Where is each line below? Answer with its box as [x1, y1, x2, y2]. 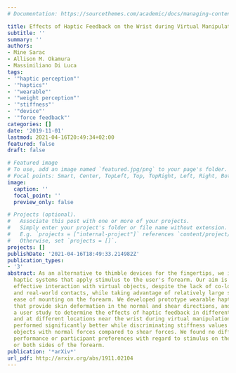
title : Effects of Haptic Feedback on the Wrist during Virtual [7, 22, 199, 30]
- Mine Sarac [7, 49, 46, 56]
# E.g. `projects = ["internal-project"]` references [7, 231, 174, 238]
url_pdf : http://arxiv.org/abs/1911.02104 [7, 355, 133, 362]
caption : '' [13, 185, 49, 193]
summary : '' [7, 36, 42, 43]
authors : [7, 43, 33, 50]
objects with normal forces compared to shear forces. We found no [13, 329, 216, 336]
